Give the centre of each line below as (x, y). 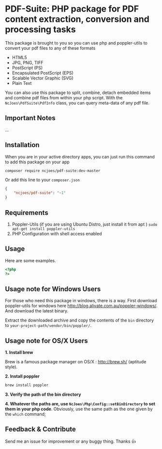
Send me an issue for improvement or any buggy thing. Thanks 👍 (71, 441)
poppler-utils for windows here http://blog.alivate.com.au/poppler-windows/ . (81, 306)
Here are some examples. (31, 261)
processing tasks (40, 30)
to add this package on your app (37, 162)
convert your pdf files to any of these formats (50, 48)
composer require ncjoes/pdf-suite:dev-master (53, 170)
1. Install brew (19, 353)
